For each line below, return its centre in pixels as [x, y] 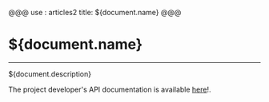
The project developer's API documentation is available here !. [110, 89]
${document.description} [50, 74]
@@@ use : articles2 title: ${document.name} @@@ [95, 12]
